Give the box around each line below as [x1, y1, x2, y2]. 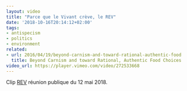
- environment [6, 41, 41, 47]
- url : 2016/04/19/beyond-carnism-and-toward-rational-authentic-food [6, 52, 182, 58]
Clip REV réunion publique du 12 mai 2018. [6, 79, 108, 86]
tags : [6, 24, 19, 31]
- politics [6, 36, 33, 41]
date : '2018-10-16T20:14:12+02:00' [6, 19, 93, 25]
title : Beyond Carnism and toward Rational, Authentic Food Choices [11, 57, 182, 63]
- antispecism [6, 30, 41, 36]
